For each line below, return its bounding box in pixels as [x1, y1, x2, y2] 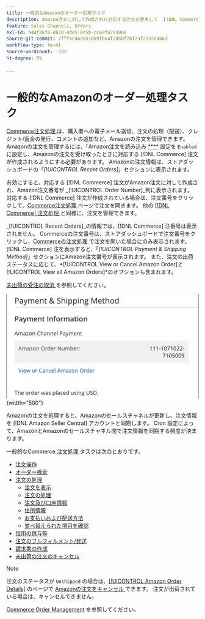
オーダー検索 [15, 468, 48, 476]
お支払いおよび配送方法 [24, 514, 84, 522]
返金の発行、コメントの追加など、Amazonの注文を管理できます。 [24, 135, 189, 142]
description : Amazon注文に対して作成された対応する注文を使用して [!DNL [6, 16, 178, 23]
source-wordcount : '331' [6, 49, 70, 55]
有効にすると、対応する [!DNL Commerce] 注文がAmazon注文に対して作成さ [6, 178, 198, 186]
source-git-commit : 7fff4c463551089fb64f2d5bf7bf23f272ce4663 [6, 36, 168, 42]
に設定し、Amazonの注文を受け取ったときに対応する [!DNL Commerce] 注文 [6, 150, 199, 157]
